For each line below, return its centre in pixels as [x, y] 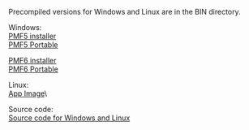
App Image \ [28, 93]
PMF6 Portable [33, 69]
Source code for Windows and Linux [69, 118]
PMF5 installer [32, 36]
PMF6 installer [32, 61]
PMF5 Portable [33, 45]
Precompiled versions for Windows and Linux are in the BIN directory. [124, 12]
